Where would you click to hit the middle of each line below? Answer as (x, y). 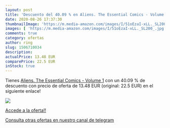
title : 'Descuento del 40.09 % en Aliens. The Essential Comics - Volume (85, 15)
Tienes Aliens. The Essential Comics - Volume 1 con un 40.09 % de (75, 81)
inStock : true (20, 66)
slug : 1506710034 (24, 47)
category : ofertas (25, 38)
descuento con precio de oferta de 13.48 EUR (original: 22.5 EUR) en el (79, 86)
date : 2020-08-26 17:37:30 (34, 19)
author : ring (19, 43)
